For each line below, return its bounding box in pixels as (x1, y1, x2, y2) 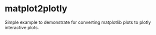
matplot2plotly (4, 3, 67, 14)
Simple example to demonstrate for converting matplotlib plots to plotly (4, 19, 151, 25)
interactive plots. (4, 24, 39, 30)
